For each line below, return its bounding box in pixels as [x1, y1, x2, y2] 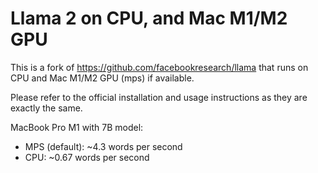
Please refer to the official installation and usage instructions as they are [10, 91, 308, 103]
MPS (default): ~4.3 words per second [24, 140, 183, 152]
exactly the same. [10, 102, 83, 114]
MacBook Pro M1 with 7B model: [10, 121, 144, 133]
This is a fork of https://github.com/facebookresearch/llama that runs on [10, 61, 309, 73]
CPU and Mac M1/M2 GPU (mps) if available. [10, 72, 195, 84]
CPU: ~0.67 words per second [24, 151, 150, 163]
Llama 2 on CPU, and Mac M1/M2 [10, 7, 288, 30]
